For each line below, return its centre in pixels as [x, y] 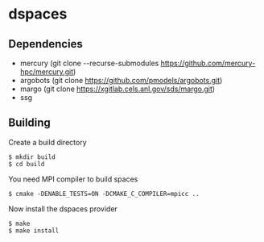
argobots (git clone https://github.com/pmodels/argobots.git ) [121, 80]
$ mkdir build [32, 157]
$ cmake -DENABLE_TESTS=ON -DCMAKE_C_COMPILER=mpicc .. [104, 194]
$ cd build [27, 164]
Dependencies [45, 44]
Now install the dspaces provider [63, 209]
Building [29, 123]
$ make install [34, 231]
